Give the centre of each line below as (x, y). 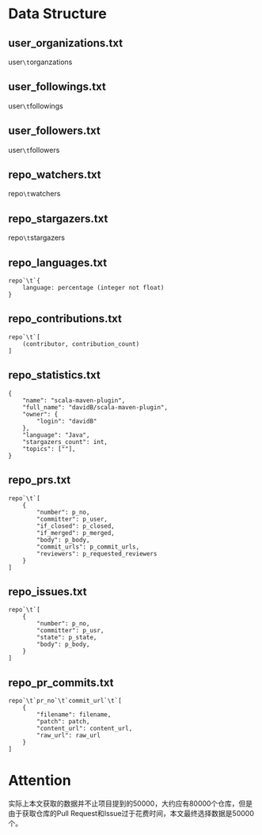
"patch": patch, (63, 722)
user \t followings (36, 106)
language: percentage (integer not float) (93, 288)
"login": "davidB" (67, 421)
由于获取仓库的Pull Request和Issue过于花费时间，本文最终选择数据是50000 (131, 814)
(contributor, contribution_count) (81, 344)
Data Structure (57, 14)
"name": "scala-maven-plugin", (74, 400)
